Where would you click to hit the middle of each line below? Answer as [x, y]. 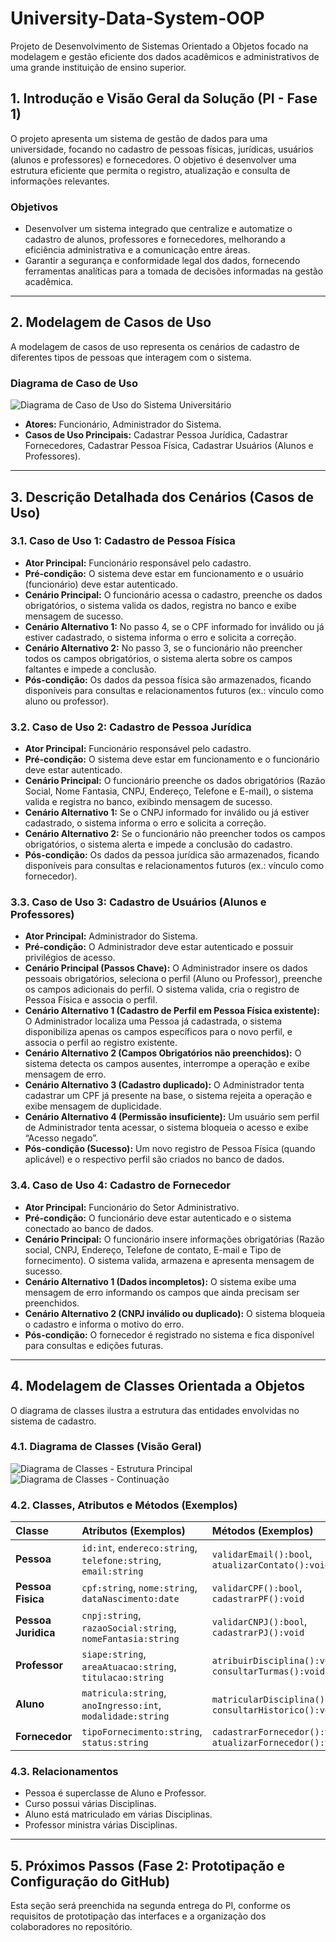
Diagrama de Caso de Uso [74, 383]
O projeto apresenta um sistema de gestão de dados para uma [139, 138]
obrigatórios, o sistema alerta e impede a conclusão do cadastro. [158, 844]
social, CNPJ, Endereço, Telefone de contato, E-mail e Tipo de [153, 1249]
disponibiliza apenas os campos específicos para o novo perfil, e [158, 1032]
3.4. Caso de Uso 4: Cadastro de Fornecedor [120, 1185]
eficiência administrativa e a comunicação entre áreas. [137, 250]
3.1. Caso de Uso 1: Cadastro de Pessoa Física [123, 541]
